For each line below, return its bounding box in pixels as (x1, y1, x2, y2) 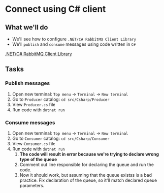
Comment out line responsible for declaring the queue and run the (19, 161, 154, 167)
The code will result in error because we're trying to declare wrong (19, 151, 159, 157)
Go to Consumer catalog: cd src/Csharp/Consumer (12, 135, 110, 141)
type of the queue (19, 156, 57, 162)
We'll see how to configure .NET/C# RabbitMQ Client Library (12, 36, 136, 42)
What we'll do (5, 23, 48, 32)
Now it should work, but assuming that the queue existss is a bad (19, 172, 152, 178)
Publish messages (5, 80, 50, 87)
